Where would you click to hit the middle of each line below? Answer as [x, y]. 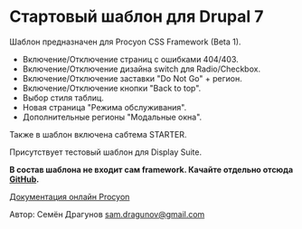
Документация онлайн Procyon [70, 196]
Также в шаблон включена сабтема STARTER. [98, 134]
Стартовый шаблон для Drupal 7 [137, 17]
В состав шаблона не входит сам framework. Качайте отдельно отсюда [151, 169]
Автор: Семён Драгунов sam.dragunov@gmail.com [107, 214]
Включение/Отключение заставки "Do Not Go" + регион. [132, 78]
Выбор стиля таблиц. [63, 98]
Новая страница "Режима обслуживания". [104, 107]
